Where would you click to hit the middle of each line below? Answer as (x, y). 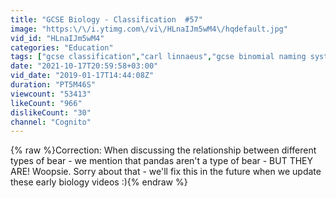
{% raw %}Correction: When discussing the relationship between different (163, 150)
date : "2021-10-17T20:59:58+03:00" (84, 66)
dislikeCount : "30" (51, 112)
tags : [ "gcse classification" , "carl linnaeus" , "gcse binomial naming (158, 57)
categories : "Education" (62, 47)
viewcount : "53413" (51, 94)
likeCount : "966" (46, 103)
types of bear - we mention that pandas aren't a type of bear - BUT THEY (162, 161)
